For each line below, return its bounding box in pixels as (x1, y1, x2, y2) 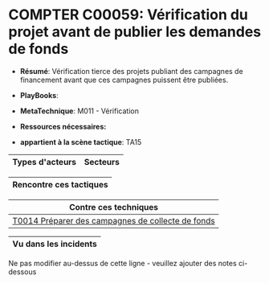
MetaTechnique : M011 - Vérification (19, 106, 139, 116)
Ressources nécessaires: (19, 121, 107, 131)
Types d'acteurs (12, 156, 77, 167)
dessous (8, 267, 37, 277)
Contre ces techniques (69, 201, 159, 212)
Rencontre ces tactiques (12, 178, 108, 190)
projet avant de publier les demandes (8, 23, 262, 41)
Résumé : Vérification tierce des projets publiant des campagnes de (19, 66, 243, 76)
